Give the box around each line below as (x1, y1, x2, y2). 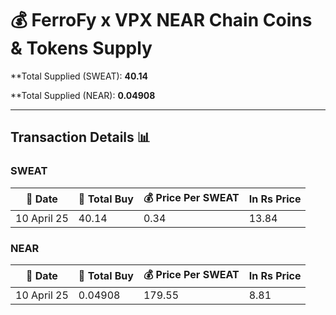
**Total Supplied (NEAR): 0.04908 (10, 89, 156, 101)
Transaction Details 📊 (10, 129, 151, 146)
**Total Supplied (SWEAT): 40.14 (10, 70, 148, 82)
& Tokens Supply (10, 37, 153, 60)
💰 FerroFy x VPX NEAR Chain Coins (10, 9, 313, 32)
